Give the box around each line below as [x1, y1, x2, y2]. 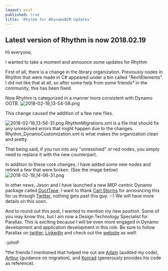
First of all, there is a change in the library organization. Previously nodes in [5, 69, 163, 75]
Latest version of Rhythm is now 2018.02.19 [5, 36, 146, 44]
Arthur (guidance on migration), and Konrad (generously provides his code [5, 255, 161, 261]
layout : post [5, 7, 33, 13]
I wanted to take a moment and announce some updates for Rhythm [5, 59, 147, 65]
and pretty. [5, 136, 28, 142]
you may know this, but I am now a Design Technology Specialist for [5, 214, 148, 220]
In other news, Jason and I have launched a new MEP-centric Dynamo [5, 182, 152, 188]
